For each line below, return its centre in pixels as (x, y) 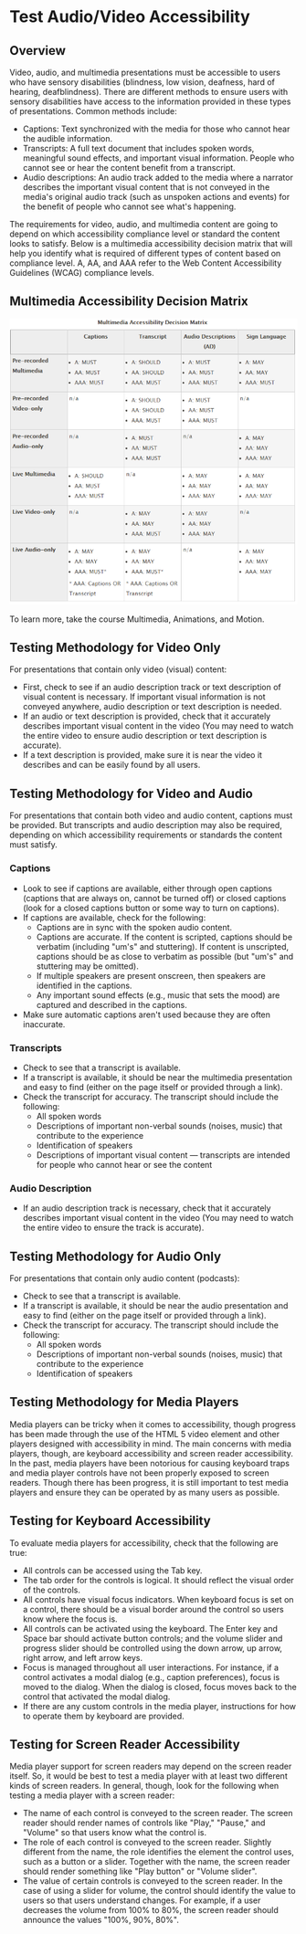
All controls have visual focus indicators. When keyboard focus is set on (158, 1599)
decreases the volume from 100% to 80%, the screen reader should (150, 1910)
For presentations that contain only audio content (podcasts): (125, 1278)
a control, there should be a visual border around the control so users (153, 1609)
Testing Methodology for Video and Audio (131, 793)
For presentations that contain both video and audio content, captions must (151, 815)
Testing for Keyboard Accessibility (111, 1521)
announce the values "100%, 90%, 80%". (101, 1920)
